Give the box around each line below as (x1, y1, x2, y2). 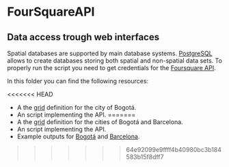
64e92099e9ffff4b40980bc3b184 (126, 146, 222, 153)
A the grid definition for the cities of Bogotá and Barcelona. (16, 118, 183, 126)
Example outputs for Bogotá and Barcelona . (16, 132, 140, 140)
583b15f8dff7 (126, 153, 164, 161)
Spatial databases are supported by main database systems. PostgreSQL (7, 49, 213, 57)
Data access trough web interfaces (7, 31, 159, 43)
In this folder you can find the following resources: (7, 77, 149, 85)
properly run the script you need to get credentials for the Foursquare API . (7, 64, 217, 72)
